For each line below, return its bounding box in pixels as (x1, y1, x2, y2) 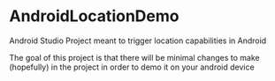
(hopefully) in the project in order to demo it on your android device (9, 62, 255, 72)
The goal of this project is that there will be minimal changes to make (9, 52, 260, 63)
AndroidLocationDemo (9, 6, 180, 26)
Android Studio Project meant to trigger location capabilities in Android (9, 35, 267, 46)
